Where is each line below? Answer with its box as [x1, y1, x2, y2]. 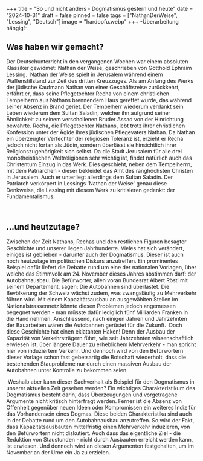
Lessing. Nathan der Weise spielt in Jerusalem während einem [6, 71, 163, 78]
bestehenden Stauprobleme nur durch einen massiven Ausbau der [6, 359, 172, 367]
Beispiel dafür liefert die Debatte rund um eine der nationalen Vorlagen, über [6, 263, 196, 271]
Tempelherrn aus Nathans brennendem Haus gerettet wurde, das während [6, 96, 192, 103]
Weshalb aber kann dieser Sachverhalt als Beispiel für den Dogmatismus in [7, 378, 195, 385]
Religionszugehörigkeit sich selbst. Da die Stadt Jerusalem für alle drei [6, 147, 182, 155]
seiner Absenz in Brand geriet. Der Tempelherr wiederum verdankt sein [6, 103, 184, 110]
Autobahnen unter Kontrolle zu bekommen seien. [6, 366, 128, 373]
